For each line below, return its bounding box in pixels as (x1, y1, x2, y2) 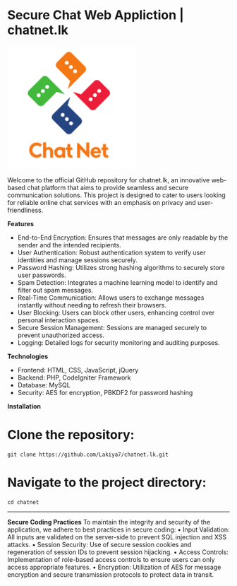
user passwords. (17, 271, 66, 279)
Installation (7, 402, 41, 410)
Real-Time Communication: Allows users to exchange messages (17, 293, 205, 302)
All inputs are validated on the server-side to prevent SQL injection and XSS (7, 532, 227, 541)
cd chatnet (7, 498, 39, 505)
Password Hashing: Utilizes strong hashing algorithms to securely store (17, 263, 226, 271)
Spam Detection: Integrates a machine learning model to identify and (17, 278, 218, 286)
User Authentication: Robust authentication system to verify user (17, 248, 206, 257)
